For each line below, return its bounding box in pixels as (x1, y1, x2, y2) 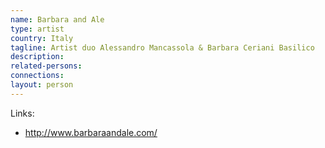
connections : (10, 71, 65, 81)
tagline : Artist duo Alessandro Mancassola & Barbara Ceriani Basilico (10, 42, 315, 53)
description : (10, 52, 65, 62)
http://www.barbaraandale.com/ (24, 126, 158, 138)
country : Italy (10, 33, 74, 43)
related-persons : (10, 61, 83, 71)
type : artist (10, 24, 65, 34)
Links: (10, 107, 35, 119)
